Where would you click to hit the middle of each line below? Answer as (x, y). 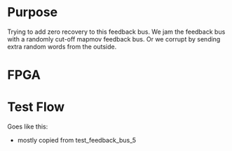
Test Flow (36, 107)
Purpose (33, 12)
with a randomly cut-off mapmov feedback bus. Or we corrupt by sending (114, 39)
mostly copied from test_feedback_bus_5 (77, 140)
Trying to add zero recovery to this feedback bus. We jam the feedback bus (116, 32)
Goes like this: (28, 126)
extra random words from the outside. (62, 46)
